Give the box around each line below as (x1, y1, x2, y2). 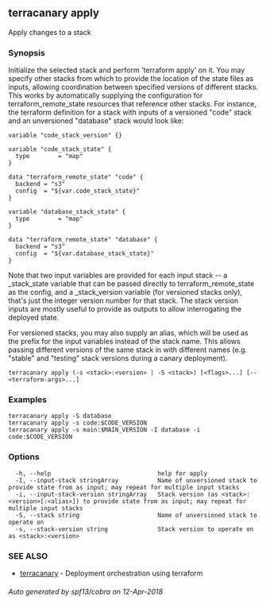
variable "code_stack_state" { (8, 145, 112, 153)
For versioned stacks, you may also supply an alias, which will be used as (8, 328, 249, 338)
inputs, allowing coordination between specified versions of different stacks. (8, 83, 259, 92)
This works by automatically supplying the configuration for (8, 91, 203, 100)
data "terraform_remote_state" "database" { (8, 236, 158, 244)
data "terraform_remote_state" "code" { (8, 173, 145, 181)
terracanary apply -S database (8, 412, 112, 420)
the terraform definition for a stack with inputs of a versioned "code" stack (8, 107, 252, 118)
